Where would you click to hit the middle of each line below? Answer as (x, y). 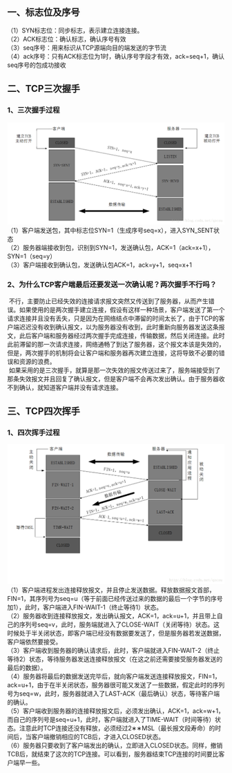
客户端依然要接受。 (35, 642)
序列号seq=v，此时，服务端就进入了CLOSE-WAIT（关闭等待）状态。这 (119, 624)
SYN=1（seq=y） (32, 256)
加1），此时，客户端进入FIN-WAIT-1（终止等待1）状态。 (85, 607)
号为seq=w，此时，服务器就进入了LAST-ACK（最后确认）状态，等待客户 (110, 694)
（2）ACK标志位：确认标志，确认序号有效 (67, 39)
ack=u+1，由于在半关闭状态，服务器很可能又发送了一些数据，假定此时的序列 (116, 685)
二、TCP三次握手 (44, 89)
